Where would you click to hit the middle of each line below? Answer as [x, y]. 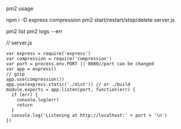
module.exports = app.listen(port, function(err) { [71, 90]
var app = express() [32, 69]
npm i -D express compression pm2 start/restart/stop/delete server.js [90, 20]
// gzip [16, 74]
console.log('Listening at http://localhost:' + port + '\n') [89, 115]
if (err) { [25, 95]
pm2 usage [20, 9]
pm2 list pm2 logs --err [34, 31]
